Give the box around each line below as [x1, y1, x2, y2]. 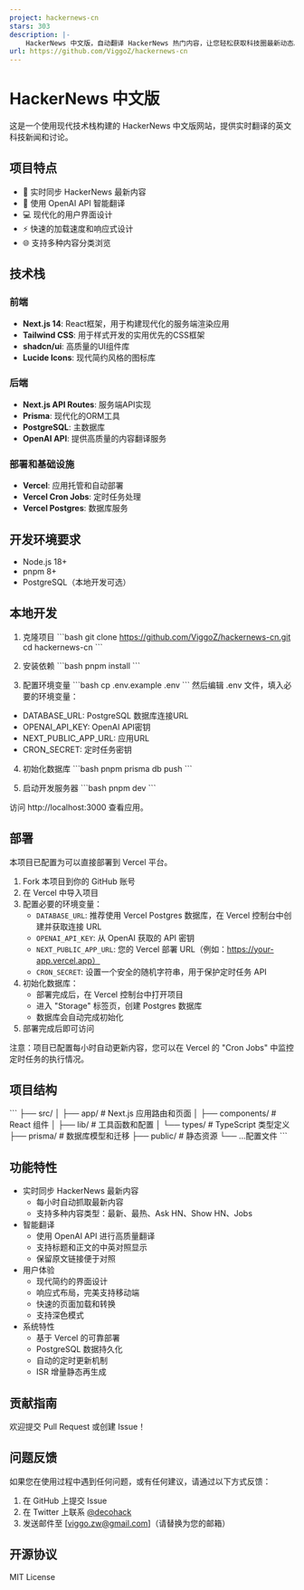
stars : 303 [9, 22, 51, 31]
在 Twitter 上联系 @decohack [22, 1506, 132, 1517]
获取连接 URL [52, 920, 102, 932]
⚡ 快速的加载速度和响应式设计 [22, 223, 134, 233]
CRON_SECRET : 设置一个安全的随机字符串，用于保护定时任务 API [35, 966, 267, 977]
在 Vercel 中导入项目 [22, 887, 100, 898]
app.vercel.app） [35, 955, 101, 966]
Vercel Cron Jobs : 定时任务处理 [22, 491, 142, 502]
